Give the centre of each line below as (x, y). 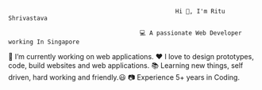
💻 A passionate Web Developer (191, 33)
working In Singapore (44, 42)
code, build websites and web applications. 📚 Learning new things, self (126, 66)
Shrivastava (28, 18)
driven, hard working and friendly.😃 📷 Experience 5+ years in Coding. (124, 77)
